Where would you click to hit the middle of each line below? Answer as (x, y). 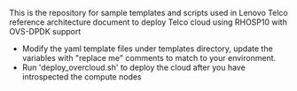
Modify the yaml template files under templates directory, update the (147, 49)
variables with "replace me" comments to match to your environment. (149, 58)
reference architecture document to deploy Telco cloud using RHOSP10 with (148, 22)
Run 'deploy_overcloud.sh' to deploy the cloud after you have (133, 67)
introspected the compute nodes (82, 77)
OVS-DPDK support (45, 31)
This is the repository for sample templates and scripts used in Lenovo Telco (148, 13)
